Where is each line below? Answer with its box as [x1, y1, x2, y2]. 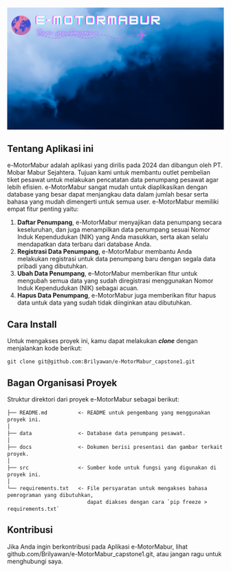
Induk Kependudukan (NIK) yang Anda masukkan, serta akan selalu [16, 233, 208, 241]
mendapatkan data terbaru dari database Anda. [16, 240, 152, 248]
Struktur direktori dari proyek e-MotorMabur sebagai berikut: [7, 395, 180, 403]
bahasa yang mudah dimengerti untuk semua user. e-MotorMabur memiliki [7, 197, 219, 206]
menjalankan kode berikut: [7, 344, 82, 353]
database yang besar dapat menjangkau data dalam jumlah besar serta [7, 190, 208, 199]
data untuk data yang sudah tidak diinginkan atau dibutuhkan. [16, 298, 192, 307]
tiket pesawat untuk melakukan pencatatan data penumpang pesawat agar [7, 176, 219, 184]
